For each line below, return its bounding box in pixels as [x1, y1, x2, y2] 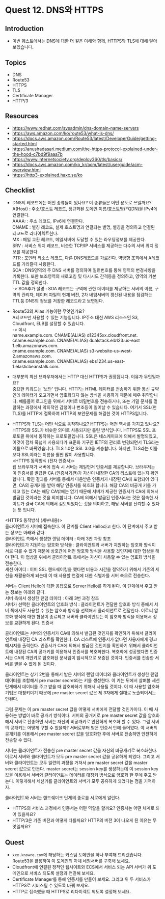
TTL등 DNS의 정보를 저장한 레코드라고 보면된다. [12, 298, 105, 304]
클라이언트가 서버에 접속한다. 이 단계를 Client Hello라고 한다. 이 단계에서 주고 [5, 523, 153, 529]
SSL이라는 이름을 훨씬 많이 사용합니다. [21, 452, 95, 458]
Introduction [5, 24, 44, 32]
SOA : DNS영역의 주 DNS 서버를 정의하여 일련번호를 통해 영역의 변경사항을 [12, 267, 156, 273]
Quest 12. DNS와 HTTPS [5, 4, 104, 16]
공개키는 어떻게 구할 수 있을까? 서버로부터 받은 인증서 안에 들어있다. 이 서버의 [10, 725, 158, 731]
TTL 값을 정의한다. [12, 279, 48, 285]
